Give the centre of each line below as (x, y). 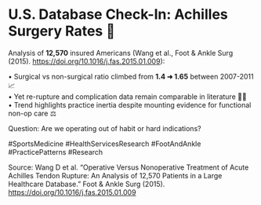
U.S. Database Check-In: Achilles (118, 15)
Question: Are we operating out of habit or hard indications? (105, 128)
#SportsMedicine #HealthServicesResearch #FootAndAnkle (105, 144)
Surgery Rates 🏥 (62, 31)
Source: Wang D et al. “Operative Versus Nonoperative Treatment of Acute (129, 167)
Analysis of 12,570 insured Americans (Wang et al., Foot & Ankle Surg (121, 53)
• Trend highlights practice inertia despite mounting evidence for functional (130, 104)
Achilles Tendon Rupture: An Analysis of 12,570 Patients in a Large (115, 175)
